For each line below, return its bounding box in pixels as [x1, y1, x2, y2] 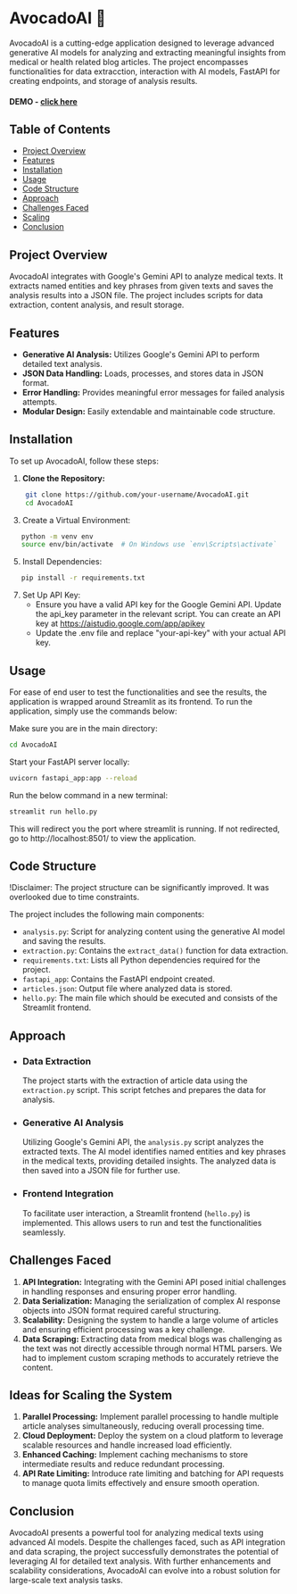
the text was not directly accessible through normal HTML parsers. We [21, 1343, 283, 1354]
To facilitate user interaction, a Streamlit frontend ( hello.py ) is [21, 1207, 251, 1218]
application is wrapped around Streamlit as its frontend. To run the [9, 696, 252, 706]
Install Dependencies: [21, 556, 103, 567]
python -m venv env [21, 531, 94, 541]
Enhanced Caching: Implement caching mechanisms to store [21, 1449, 248, 1460]
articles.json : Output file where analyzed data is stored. [21, 983, 234, 994]
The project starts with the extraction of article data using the [21, 1075, 248, 1086]
